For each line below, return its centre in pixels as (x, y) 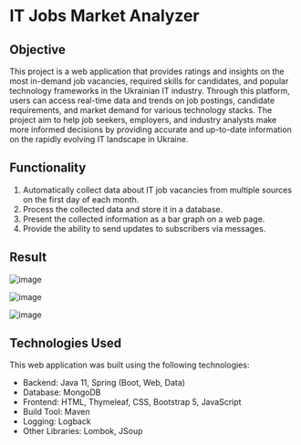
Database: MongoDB (62, 392)
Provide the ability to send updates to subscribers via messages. (144, 228)
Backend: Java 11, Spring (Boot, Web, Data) (104, 383)
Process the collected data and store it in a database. (123, 209)
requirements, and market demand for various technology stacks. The (141, 110)
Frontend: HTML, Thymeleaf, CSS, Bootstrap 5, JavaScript (132, 402)
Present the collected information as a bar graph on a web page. (144, 219)
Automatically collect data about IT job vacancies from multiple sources (157, 190)
